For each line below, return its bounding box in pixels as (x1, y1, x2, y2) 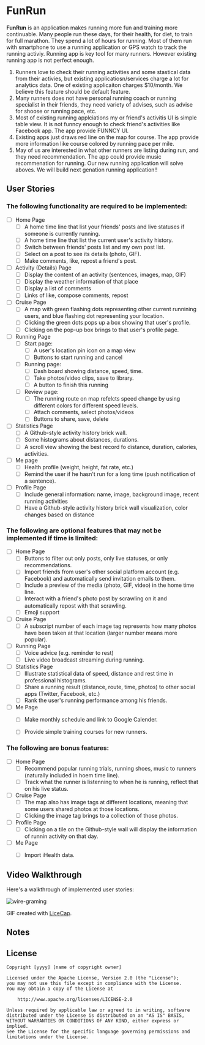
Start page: (24, 339, 53, 347)
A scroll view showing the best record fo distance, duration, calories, (24, 443, 198, 450)
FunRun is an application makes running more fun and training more (6, 24, 178, 31)
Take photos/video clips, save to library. (33, 374, 135, 382)
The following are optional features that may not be (6, 526, 162, 535)
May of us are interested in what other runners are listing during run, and (15, 146, 199, 154)
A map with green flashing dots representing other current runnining (24, 306, 197, 313)
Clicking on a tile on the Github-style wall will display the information (24, 826, 197, 833)
